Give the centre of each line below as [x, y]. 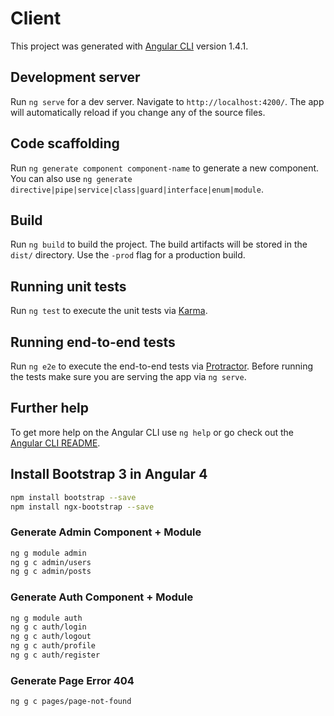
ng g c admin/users [51, 562]
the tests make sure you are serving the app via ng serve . [128, 376]
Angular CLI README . [55, 443]
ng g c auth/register [55, 655]
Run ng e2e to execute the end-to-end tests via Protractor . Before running [162, 366]
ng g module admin [48, 553]
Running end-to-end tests [93, 342]
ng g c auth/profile [53, 646]
